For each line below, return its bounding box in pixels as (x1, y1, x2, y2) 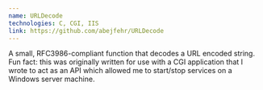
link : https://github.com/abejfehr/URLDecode (8, 27, 164, 35)
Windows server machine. (8, 74, 95, 84)
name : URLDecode (8, 11, 63, 20)
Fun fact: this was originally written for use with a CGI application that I (8, 57, 244, 67)
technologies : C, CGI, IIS (8, 19, 99, 27)
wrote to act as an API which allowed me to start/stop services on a (8, 66, 232, 76)
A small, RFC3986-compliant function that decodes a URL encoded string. (8, 49, 256, 59)
